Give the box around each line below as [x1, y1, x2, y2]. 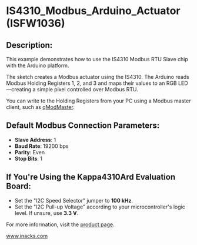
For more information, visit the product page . [6, 221, 115, 228]
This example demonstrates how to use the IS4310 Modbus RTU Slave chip [6, 56, 188, 62]
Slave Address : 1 [14, 136, 56, 143]
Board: [6, 181, 31, 191]
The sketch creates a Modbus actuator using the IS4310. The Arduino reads [6, 74, 189, 80]
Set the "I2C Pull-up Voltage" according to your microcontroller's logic [14, 203, 185, 210]
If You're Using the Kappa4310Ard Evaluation [6, 172, 176, 182]
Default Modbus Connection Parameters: [6, 121, 160, 131]
